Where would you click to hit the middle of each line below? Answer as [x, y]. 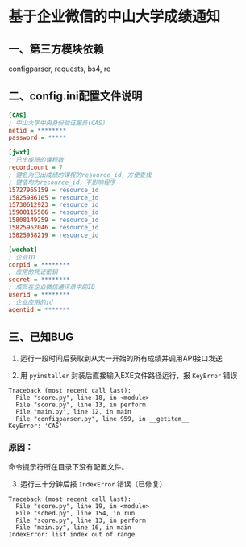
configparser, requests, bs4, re [60, 69]
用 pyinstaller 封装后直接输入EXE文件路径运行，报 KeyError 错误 [129, 375]
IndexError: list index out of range [72, 534]
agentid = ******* [39, 309]
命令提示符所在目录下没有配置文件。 [69, 466]
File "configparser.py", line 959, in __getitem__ [102, 419]
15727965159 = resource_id [54, 190]
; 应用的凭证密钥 [33, 272]
